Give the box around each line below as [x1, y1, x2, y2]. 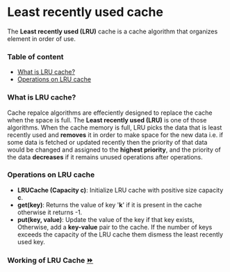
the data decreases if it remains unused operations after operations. [7, 152, 203, 161]
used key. [17, 237, 45, 246]
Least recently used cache [7, 4, 163, 20]
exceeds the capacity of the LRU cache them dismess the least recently [17, 230, 224, 239]
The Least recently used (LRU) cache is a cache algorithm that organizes [7, 27, 218, 35]
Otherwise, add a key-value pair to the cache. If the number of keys [17, 223, 213, 231]
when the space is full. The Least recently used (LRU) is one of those [7, 115, 207, 124]
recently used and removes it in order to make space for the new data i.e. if [7, 130, 224, 139]
